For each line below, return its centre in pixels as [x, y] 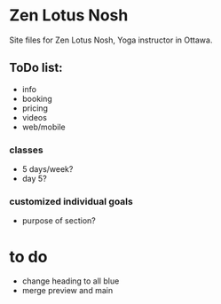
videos [34, 117]
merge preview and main [67, 291]
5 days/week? [47, 169]
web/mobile [43, 127]
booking [37, 98]
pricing [35, 108]
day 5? [34, 179]
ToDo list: [36, 68]
